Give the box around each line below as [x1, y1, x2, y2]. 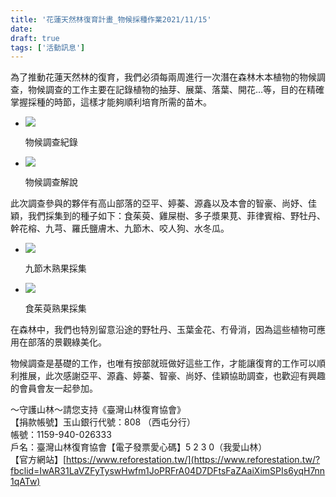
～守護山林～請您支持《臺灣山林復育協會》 [10, 404, 186, 416]
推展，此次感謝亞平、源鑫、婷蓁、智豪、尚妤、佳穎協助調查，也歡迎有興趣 [18, 370, 326, 382]
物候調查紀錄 [24, 136, 78, 148]
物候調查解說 [24, 176, 78, 188]
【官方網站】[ [10, 454, 67, 466]
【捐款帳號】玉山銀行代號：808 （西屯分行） [10, 416, 197, 428]
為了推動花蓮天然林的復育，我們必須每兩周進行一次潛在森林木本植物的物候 [10, 71, 317, 83]
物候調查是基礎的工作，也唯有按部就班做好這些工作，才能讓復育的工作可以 [10, 357, 317, 370]
